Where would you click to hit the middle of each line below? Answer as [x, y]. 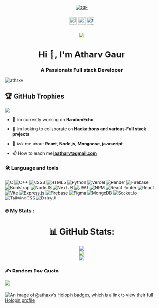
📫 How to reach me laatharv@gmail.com [54, 153]
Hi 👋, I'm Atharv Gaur [82, 55]
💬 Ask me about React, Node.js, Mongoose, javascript [67, 144]
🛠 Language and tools [32, 168]
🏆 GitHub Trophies [35, 96]
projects [21, 134]
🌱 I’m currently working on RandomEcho [53, 120]
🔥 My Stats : [20, 210]
